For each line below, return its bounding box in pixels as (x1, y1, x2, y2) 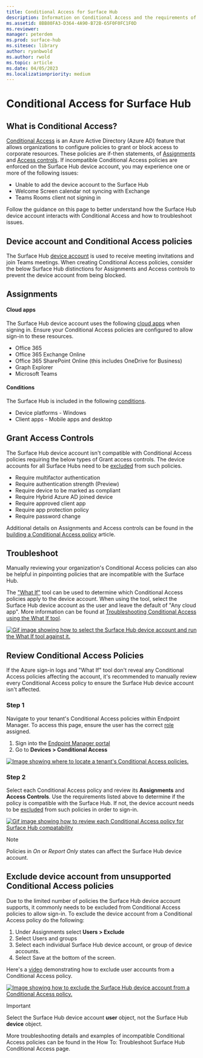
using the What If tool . (6, 615, 62, 622)
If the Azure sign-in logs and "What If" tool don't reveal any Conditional (6, 666, 184, 674)
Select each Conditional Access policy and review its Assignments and (6, 786, 185, 794)
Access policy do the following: (6, 916, 85, 923)
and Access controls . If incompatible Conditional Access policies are (6, 156, 178, 164)
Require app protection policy (15, 506, 89, 513)
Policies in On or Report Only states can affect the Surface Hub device (6, 847, 182, 855)
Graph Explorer (15, 363, 53, 370)
